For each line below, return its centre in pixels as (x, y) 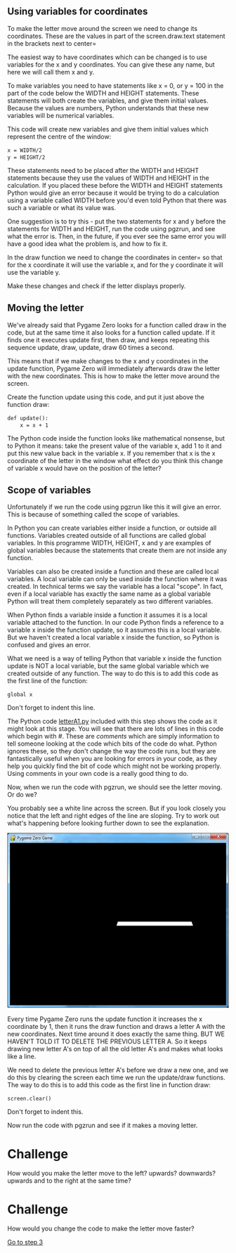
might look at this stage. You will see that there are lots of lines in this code (115, 729)
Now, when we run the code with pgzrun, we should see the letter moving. (115, 787)
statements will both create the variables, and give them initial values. (108, 100)
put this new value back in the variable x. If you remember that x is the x (111, 453)
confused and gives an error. (49, 645)
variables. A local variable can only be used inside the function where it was (117, 579)
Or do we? (22, 795)
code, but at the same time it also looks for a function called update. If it (111, 332)
